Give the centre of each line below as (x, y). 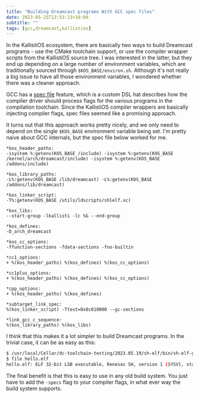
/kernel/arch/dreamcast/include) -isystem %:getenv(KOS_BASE (83, 159)
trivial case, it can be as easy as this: (51, 343)
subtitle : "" (22, 23)
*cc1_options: (24, 258)
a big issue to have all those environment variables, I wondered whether (94, 77)
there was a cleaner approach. (44, 83)
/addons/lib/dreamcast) (36, 185)
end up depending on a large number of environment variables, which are (96, 64)
